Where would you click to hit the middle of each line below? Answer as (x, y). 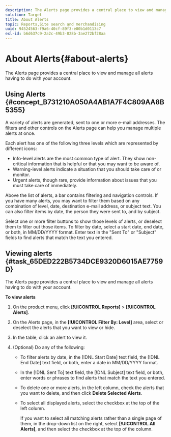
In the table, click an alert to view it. (50, 337)
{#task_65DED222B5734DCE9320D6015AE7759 (84, 262)
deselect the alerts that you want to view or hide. (64, 327)
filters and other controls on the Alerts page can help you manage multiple (83, 128)
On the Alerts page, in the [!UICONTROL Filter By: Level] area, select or (88, 322)
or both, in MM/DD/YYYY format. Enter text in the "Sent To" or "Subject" (81, 232)
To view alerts (20, 297)
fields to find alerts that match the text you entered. (59, 238)
